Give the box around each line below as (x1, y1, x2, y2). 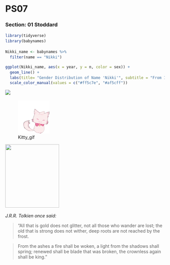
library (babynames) (5, 39, 47, 44)
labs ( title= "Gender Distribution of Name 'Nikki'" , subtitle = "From (10, 75, 162, 80)
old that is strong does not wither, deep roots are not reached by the (17, 228, 160, 234)
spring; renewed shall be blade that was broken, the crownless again (17, 249, 161, 255)
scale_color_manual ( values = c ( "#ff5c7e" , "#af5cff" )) (10, 81, 128, 86)
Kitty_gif (18, 134, 35, 140)
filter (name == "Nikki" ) (10, 54, 62, 60)
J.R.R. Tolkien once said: (5, 213, 57, 219)
